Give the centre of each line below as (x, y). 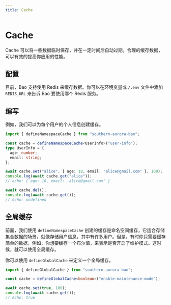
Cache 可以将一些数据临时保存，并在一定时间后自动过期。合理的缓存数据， (84, 50)
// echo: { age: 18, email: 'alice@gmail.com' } (58, 181)
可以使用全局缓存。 (39, 249)
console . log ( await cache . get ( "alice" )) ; (49, 176)
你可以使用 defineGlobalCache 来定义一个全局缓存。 (59, 260)
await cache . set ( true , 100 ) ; (36, 288)
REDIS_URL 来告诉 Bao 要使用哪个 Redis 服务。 (53, 94)
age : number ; (24, 153)
